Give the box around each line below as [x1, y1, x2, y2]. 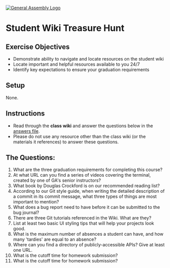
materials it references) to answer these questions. [13, 139, 119, 145]
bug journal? [13, 209, 39, 216]
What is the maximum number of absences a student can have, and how [13, 231, 163, 237]
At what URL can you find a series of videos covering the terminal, [13, 172, 151, 178]
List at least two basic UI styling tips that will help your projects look [13, 220, 154, 227]
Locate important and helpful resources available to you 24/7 [13, 61, 140, 67]
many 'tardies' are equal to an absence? [13, 236, 96, 242]
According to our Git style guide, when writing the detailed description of [13, 188, 165, 194]
